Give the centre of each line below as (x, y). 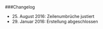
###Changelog (20, 7)
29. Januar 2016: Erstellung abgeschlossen (55, 22)
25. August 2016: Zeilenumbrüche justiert (53, 16)
